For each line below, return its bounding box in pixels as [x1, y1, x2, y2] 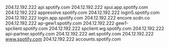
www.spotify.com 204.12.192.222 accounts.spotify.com [5, 36, 121, 42]
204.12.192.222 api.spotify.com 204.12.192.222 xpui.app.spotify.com [5, 4, 149, 10]
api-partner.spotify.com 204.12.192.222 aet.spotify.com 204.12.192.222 [5, 31, 154, 36]
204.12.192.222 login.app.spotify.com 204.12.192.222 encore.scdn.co [5, 15, 150, 20]
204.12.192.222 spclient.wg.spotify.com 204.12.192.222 [49, 25, 164, 31]
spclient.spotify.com [5, 25, 48, 31]
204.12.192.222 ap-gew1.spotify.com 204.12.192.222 [5, 20, 115, 26]
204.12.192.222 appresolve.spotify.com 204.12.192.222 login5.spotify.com [5, 9, 160, 15]
